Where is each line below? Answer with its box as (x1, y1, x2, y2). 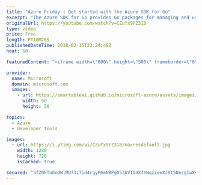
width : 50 (22, 98, 47, 104)
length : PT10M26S (6, 37, 50, 43)
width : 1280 (17, 148, 47, 154)
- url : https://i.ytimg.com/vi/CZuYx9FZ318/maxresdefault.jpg (11, 142, 171, 148)
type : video (6, 25, 36, 32)
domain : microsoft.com (11, 81, 69, 87)
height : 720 (17, 153, 47, 160)
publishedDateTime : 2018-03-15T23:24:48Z (6, 43, 112, 49)
